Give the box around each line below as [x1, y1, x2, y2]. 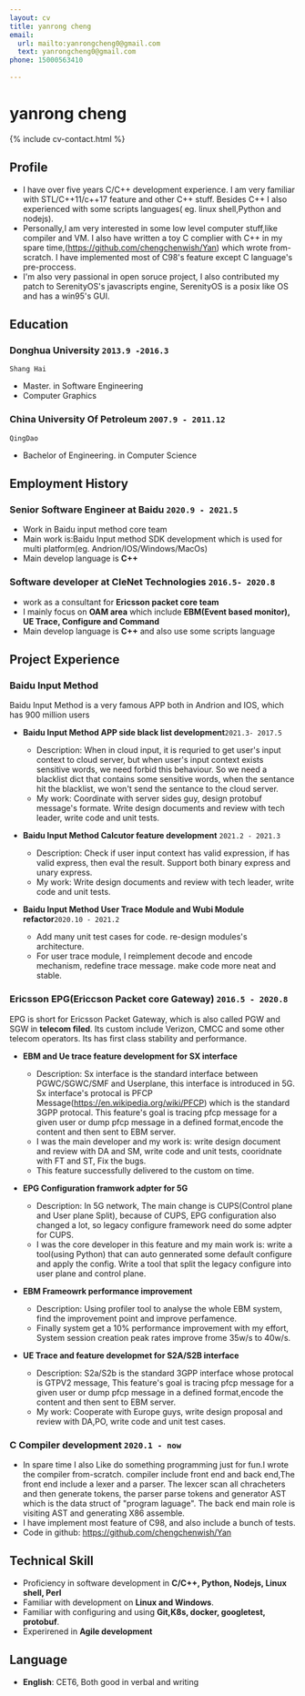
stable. [36, 970, 62, 981]
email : [9, 30, 35, 39]
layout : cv [9, 13, 51, 23]
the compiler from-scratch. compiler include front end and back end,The [22, 1468, 296, 1479]
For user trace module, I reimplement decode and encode [36, 950, 253, 961]
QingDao [9, 433, 39, 442]
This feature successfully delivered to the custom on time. [36, 1164, 255, 1175]
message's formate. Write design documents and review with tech [36, 803, 285, 814]
